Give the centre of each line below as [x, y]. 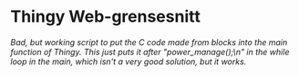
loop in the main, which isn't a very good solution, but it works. [129, 62]
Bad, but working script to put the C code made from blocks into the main [149, 42]
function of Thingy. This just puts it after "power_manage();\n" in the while [150, 52]
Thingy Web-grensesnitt [106, 17]
